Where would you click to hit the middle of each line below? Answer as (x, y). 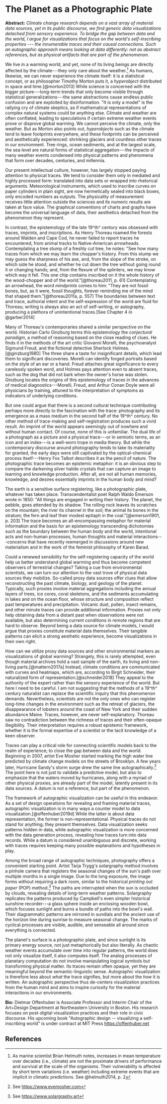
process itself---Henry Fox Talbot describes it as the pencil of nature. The (81, 458)
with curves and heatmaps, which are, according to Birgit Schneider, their (80, 672)
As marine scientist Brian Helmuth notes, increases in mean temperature (86, 1056)
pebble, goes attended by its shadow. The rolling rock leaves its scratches (81, 505)
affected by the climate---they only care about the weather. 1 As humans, (80, 70)
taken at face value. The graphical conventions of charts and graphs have (81, 207)
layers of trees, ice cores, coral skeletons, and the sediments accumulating (82, 594)
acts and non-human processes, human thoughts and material (69, 537)
